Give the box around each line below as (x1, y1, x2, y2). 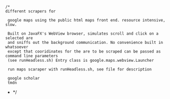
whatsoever (5, 44, 29, 49)
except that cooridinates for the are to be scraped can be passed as (7, 49, 161, 54)
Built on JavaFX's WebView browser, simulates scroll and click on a (7, 31, 159, 36)
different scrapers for (5, 9, 56, 14)
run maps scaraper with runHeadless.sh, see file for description (7, 67, 152, 72)
